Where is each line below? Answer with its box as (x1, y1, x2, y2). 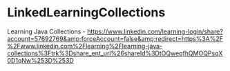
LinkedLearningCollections (7, 5, 166, 20)
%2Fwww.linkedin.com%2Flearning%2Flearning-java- (7, 42, 163, 50)
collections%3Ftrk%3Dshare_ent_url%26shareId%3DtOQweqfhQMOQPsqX (7, 49, 223, 57)
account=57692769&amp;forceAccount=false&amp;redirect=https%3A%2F (7, 34, 223, 42)
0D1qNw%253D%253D (7, 56, 74, 64)
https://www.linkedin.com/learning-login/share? (87, 27, 223, 35)
